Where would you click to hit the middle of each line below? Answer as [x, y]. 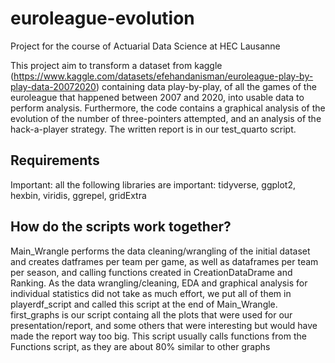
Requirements [55, 160]
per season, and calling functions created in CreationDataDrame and [151, 272]
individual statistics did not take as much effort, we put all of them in [151, 293]
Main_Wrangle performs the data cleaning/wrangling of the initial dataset [160, 251]
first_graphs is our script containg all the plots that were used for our [151, 314]
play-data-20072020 [53, 86]
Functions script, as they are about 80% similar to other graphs [140, 346]
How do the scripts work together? [121, 227]
